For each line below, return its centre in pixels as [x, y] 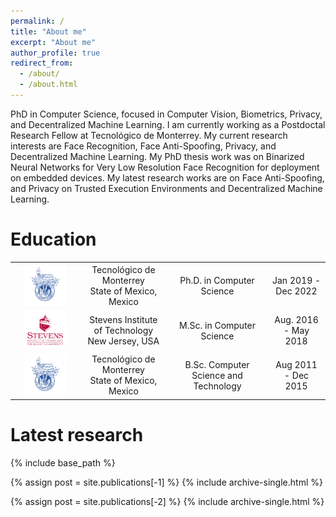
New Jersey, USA [123, 341]
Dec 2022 [296, 291]
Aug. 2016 [296, 320]
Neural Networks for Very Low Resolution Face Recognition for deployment [165, 167]
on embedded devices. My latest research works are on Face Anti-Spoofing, [167, 177]
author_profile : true [55, 53]
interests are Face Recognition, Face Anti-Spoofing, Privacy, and [143, 146]
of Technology [123, 331]
